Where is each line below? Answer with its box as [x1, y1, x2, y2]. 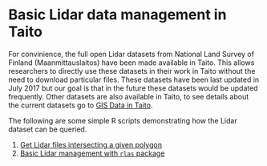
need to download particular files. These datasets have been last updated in [8, 75, 260, 84]
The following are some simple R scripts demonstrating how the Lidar [8, 115, 238, 125]
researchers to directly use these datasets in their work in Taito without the [8, 66, 256, 75]
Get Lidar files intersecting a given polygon [19, 140, 163, 149]
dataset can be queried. [8, 124, 87, 134]
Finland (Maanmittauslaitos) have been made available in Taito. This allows [8, 58, 255, 67]
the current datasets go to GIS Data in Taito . [8, 100, 153, 110]
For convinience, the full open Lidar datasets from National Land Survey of [8, 49, 255, 59]
